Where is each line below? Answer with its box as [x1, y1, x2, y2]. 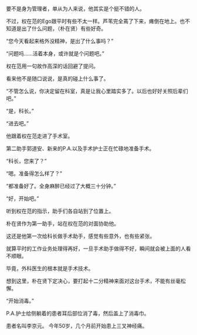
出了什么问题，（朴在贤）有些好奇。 [21, 25, 107, 32]
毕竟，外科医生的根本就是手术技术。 [6, 265, 94, 272]
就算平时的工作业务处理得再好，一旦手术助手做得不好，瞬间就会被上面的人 [6, 245, 186, 252]
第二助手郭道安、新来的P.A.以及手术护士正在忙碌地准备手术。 [6, 145, 155, 152]
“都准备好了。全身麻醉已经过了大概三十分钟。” [6, 183, 116, 190]
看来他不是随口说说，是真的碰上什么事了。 [6, 75, 109, 82]
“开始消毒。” [6, 297, 34, 304]
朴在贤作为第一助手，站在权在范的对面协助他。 [6, 220, 119, 227]
